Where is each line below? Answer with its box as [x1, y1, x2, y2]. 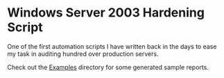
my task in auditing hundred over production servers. [7, 50, 159, 58]
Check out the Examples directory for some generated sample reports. [7, 63, 209, 71]
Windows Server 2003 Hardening [7, 5, 205, 21]
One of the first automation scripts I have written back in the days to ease [7, 42, 217, 50]
